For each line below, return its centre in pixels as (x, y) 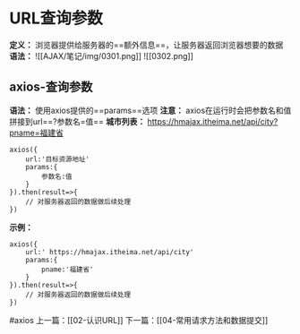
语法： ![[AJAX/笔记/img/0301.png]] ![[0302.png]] (102, 56)
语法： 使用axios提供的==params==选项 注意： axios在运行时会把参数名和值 (150, 110)
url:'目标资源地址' (57, 159)
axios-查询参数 (51, 87)
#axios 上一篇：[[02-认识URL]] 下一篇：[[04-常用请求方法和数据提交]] (139, 320)
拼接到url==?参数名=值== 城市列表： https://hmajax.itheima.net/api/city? (144, 121)
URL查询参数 (56, 18)
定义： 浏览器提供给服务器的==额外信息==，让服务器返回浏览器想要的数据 (146, 45)
